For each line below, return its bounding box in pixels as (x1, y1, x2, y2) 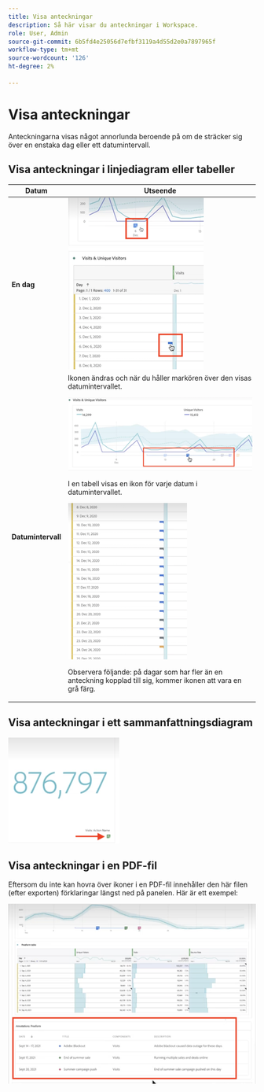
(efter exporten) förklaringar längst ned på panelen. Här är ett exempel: (8, 888, 238, 898)
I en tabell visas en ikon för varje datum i (68, 479, 198, 489)
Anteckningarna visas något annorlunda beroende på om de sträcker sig (8, 131, 243, 141)
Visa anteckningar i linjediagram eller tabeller (8, 163, 236, 176)
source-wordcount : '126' (8, 54, 90, 62)
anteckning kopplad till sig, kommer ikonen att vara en (68, 676, 242, 685)
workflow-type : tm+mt (8, 46, 79, 54)
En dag (11, 279, 35, 289)
